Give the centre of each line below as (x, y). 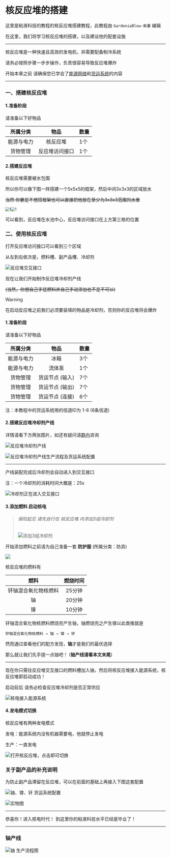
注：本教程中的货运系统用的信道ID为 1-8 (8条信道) (58, 410)
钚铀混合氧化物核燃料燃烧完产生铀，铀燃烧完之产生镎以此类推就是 (74, 623)
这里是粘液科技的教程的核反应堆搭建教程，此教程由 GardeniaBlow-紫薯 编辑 (83, 25)
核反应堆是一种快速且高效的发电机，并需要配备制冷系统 (63, 52)
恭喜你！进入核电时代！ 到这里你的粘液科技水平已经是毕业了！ (70, 819)
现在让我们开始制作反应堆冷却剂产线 (43, 278)
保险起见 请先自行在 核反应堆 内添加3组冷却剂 (66, 519)
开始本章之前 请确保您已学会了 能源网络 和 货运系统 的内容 (64, 73)
